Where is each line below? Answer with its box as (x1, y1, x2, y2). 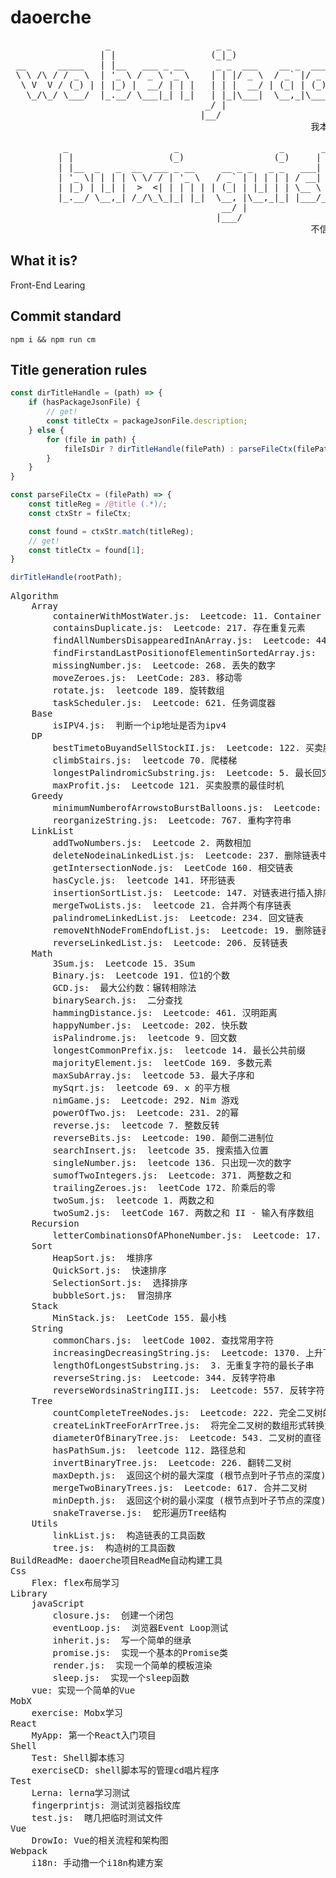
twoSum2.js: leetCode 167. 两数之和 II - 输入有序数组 (52, 1207, 315, 1219)
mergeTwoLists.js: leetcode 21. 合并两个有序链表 (52, 900, 292, 911)
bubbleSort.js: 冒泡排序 (52, 1290, 173, 1301)
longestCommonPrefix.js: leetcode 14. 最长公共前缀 (52, 1045, 306, 1056)
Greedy (31, 791, 64, 802)
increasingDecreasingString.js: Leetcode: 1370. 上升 (52, 1347, 324, 1359)
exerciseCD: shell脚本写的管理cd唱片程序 (31, 1765, 220, 1776)
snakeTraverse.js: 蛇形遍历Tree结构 (52, 1507, 227, 1519)
